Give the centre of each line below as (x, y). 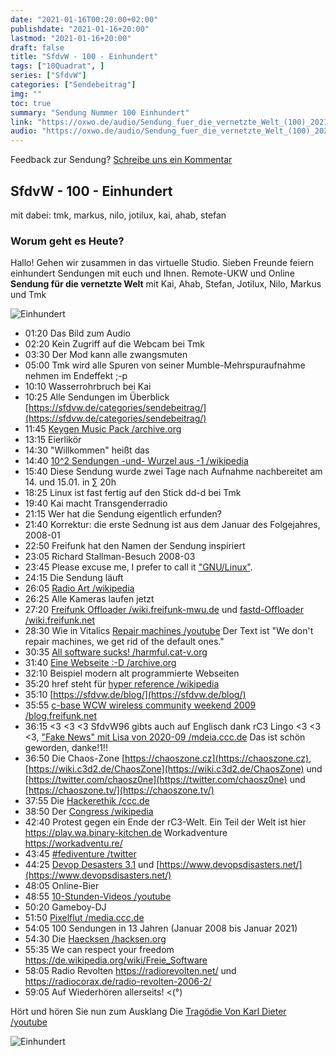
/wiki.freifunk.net (60, 620)
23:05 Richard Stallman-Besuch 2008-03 (110, 557)
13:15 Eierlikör (53, 440)
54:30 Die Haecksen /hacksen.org (95, 939)
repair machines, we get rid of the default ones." (124, 642)
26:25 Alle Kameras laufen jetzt (89, 599)
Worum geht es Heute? (67, 241)
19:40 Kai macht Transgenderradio (96, 503)
